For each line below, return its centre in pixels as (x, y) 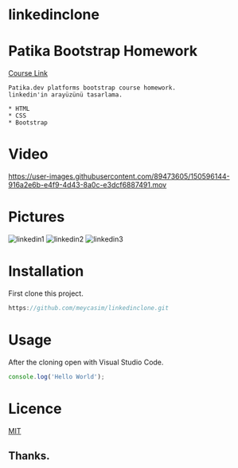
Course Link (28, 73)
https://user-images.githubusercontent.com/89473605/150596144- (119, 176)
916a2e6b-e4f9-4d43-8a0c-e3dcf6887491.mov (88, 185)
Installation (46, 271)
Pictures (37, 217)
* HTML (19, 109)
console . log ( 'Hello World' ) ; (57, 376)
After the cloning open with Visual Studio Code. (86, 362)
